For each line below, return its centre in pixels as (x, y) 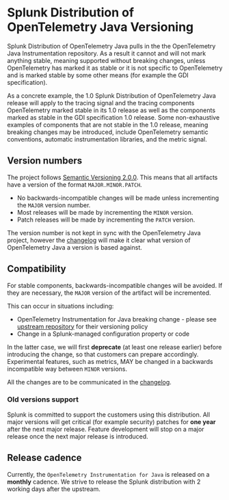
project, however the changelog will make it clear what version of (99, 240)
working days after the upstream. (54, 489)
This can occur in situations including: (60, 306)
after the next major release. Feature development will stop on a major (106, 429)
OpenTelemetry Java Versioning (100, 27)
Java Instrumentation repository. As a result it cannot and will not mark (107, 53)
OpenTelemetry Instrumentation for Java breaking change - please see (117, 319)
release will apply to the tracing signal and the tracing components (101, 103)
